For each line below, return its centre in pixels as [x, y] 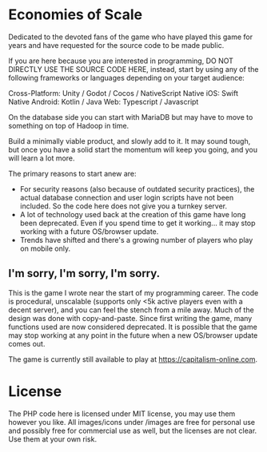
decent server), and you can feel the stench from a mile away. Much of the [131, 310]
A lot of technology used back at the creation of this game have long [133, 214]
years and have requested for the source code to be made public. [116, 45]
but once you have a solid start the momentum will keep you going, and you [133, 149]
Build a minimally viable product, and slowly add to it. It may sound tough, [130, 141]
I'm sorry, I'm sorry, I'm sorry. [84, 274]
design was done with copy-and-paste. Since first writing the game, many [130, 318]
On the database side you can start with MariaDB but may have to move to [131, 117]
